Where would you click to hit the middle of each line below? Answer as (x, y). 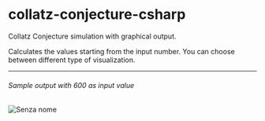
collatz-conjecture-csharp (97, 15)
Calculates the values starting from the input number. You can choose (121, 51)
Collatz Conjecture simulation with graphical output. (92, 36)
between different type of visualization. (72, 60)
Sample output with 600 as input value (71, 85)
